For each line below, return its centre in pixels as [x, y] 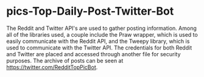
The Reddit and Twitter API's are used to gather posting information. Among [101, 28]
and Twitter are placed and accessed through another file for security [93, 54]
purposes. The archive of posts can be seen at [65, 61]
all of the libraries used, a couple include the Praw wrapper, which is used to [102, 34]
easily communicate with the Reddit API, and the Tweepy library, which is [98, 41]
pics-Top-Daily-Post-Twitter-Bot [90, 11]
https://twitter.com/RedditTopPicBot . [52, 67]
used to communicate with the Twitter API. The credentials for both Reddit [99, 48]
